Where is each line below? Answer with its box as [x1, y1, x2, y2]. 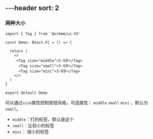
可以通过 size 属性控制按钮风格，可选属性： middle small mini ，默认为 [5, 99, 148, 105]
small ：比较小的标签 [12, 122, 55, 128]
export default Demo [5, 90, 48, 95]
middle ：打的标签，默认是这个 [12, 116, 74, 122]
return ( [9, 48, 28, 53]
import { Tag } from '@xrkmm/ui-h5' [5, 31, 81, 36]
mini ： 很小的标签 [12, 129, 49, 135]
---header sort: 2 [5, 4, 60, 12]
